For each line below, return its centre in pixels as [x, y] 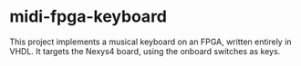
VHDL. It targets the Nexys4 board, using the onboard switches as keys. [145, 51]
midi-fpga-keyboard [88, 17]
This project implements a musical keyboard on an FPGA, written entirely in [150, 42]
